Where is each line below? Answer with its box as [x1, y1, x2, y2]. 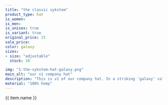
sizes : [5, 49, 19, 54]
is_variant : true [5, 30, 41, 35]
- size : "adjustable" [5, 53, 50, 59]
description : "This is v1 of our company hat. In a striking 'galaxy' [5, 77, 155, 82]
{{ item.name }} [5, 95, 37, 101]
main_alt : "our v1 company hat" [5, 72, 72, 77]
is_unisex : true [5, 26, 39, 31]
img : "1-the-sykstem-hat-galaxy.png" [5, 67, 84, 72]
